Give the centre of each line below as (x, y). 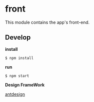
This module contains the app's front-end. (47, 22)
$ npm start (17, 76)
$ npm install (19, 58)
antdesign (15, 94)
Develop (18, 37)
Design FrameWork (25, 85)
